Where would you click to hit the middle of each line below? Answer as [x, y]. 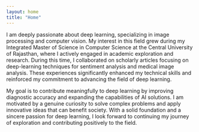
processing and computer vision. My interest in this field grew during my [96, 41]
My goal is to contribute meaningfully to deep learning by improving [90, 91]
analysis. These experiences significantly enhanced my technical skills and [99, 73]
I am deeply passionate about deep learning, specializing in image [88, 34]
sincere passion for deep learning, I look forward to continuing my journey [98, 116]
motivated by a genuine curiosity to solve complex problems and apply [94, 103]
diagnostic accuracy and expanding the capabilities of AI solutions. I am [95, 97]
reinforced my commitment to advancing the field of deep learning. [89, 79]
